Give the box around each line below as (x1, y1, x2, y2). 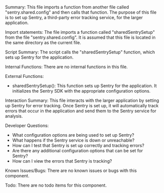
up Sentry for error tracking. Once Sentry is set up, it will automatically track (5, 103, 159, 108)
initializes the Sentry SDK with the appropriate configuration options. (12, 88, 151, 94)
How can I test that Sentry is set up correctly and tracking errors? (12, 143, 144, 148)
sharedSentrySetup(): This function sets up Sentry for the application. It (12, 83, 157, 89)
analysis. (5, 113, 23, 119)
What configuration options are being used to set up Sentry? (12, 132, 135, 138)
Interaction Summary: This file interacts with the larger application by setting (5, 97, 159, 103)
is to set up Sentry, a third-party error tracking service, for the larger (5, 15, 143, 20)
